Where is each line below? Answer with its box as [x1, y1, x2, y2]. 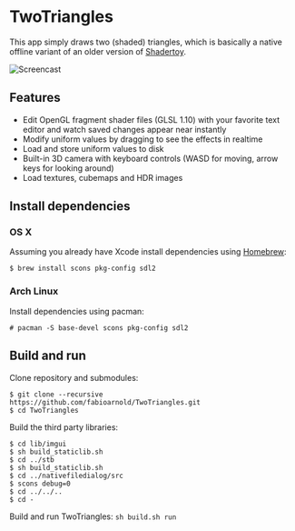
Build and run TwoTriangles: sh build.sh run [9, 511, 177, 522]
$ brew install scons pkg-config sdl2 [9, 264, 156, 274]
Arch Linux [9, 285, 59, 297]
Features [9, 90, 61, 105]
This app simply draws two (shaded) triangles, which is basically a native [9, 36, 283, 47]
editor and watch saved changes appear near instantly [22, 124, 227, 135]
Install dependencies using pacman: [9, 306, 145, 316]
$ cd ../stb [9, 455, 54, 465]
